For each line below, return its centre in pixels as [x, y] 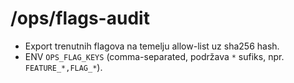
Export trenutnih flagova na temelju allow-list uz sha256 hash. [152, 46]
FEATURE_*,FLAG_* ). [63, 67]
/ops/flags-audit [80, 18]
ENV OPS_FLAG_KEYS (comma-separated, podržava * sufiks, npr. [154, 56]
